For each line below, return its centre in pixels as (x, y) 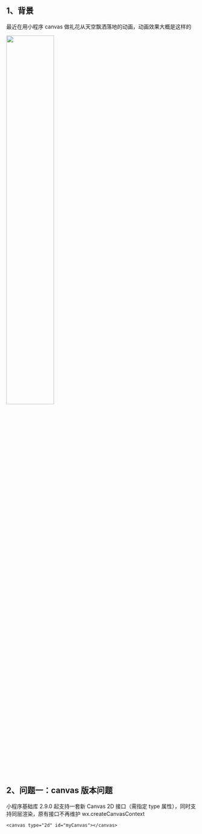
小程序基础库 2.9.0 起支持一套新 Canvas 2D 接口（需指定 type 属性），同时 (99, 806)
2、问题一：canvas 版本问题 (60, 791)
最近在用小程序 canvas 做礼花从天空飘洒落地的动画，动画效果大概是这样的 (99, 27)
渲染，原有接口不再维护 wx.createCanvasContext (83, 813)
